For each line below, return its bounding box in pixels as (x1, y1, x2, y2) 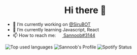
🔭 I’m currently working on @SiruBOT (12, 21, 91, 27)
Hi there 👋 (64, 5, 107, 16)
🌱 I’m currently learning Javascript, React (12, 26, 99, 32)
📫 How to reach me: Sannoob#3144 (12, 32, 95, 38)
